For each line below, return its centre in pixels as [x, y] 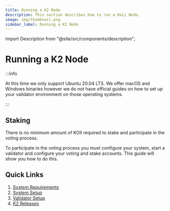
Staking [18, 120]
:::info [11, 74]
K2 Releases [26, 203]
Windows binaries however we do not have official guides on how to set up [84, 89]
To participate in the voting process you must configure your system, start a [85, 148]
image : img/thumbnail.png [33, 19]
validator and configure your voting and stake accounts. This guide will [80, 153]
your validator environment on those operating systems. [64, 95]
